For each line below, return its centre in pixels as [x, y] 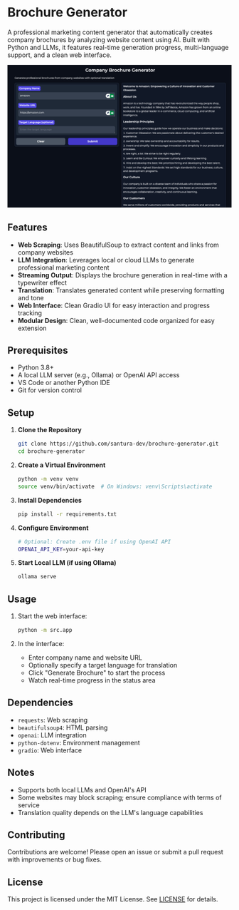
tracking [30, 313]
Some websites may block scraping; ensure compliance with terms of [119, 797]
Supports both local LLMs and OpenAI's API [82, 789]
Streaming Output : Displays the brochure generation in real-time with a [122, 275]
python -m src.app [45, 630]
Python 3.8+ [36, 367]
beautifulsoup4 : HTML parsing [63, 727]
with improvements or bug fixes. [54, 859]
